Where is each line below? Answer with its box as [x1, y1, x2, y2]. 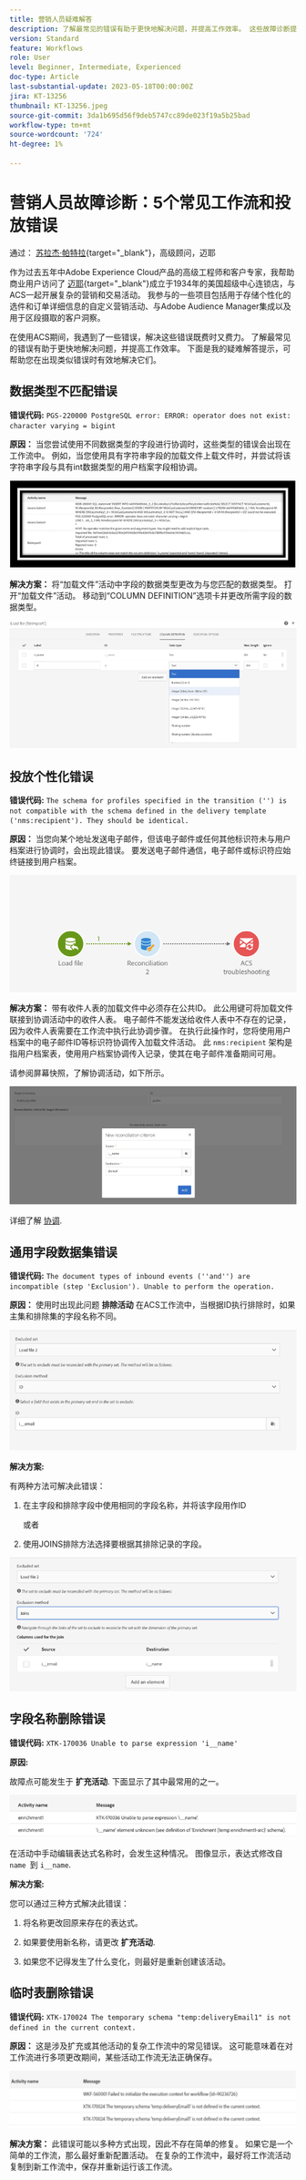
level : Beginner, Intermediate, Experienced [9, 63, 181, 72]
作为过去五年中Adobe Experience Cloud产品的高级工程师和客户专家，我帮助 [9, 266, 295, 277]
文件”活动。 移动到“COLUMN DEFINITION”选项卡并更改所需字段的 [36, 590, 284, 601]
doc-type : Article [9, 73, 79, 82]
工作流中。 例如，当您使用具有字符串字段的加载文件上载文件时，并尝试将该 [9, 449, 291, 460]
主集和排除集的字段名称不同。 [9, 1311, 121, 1321]
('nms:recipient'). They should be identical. [9, 817, 189, 826]
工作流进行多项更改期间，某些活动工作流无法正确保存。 [9, 2051, 217, 2062]
